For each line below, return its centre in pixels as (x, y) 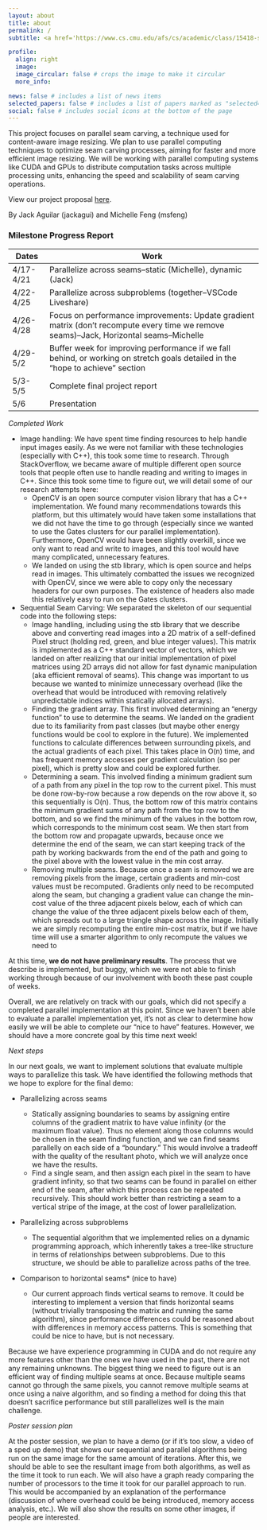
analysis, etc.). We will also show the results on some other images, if (122, 1509)
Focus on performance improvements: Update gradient (152, 315)
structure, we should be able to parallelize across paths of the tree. (141, 1263)
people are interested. (44, 1517)
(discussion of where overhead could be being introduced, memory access (131, 1500)
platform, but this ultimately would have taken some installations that (144, 514)
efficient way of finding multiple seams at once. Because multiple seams (127, 1377)
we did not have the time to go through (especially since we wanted (142, 523)
